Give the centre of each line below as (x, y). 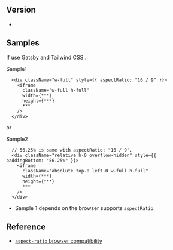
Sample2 (17, 139)
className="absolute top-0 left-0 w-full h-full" (85, 171)
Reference (26, 227)
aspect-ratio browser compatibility (59, 241)
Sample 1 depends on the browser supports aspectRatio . (85, 208)
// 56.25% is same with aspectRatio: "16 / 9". (72, 150)
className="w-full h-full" (56, 90)
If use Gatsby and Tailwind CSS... (47, 57)
